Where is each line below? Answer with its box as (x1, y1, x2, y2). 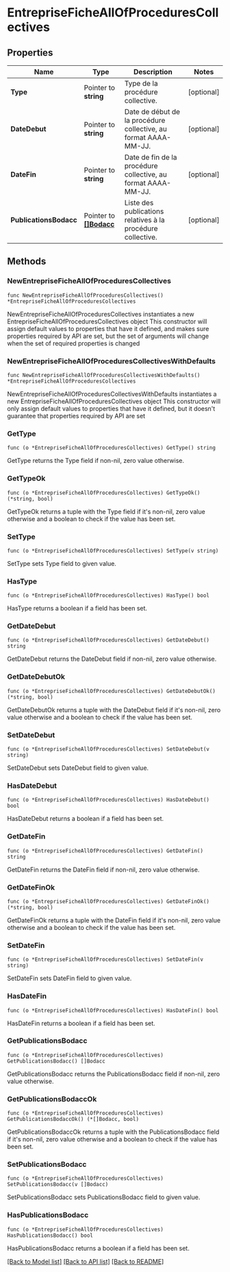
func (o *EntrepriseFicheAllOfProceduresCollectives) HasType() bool (7, 592, 210, 599)
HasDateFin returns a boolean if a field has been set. (7, 1019, 155, 1027)
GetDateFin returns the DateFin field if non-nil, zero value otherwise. (7, 865, 200, 874)
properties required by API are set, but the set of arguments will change (7, 332, 209, 340)
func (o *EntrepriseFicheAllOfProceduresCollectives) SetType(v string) (7, 547, 219, 554)
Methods (7, 255, 47, 267)
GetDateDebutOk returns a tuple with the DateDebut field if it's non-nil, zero (7, 705, 221, 714)
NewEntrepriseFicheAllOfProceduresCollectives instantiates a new (7, 310, 194, 318)
